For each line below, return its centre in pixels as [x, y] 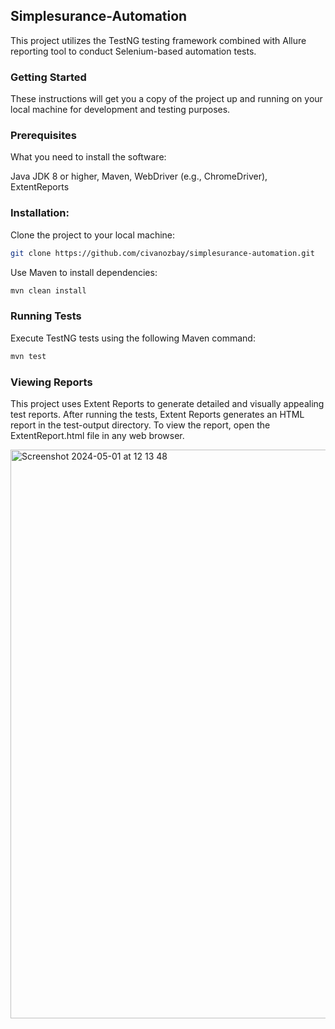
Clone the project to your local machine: [93, 235]
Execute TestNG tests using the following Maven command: [133, 338]
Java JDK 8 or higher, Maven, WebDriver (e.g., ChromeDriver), [139, 176]
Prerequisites [43, 136]
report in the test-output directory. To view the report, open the [140, 425]
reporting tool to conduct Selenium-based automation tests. [133, 51]
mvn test [28, 356]
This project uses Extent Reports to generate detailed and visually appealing [167, 403]
